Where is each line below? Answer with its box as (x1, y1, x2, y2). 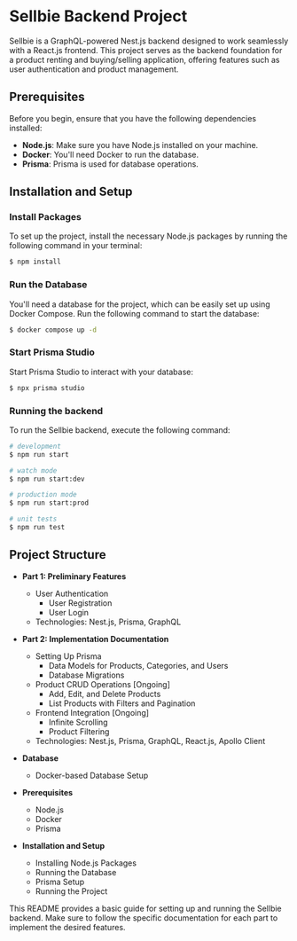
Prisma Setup (35, 876, 85, 887)
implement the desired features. (9, 921, 126, 932)
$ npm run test (9, 523, 66, 532)
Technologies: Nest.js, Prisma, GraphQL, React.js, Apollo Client (35, 735, 266, 746)
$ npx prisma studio (9, 383, 86, 392)
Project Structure (9, 547, 106, 562)
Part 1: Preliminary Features (21, 570, 127, 582)
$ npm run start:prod (9, 498, 90, 507)
